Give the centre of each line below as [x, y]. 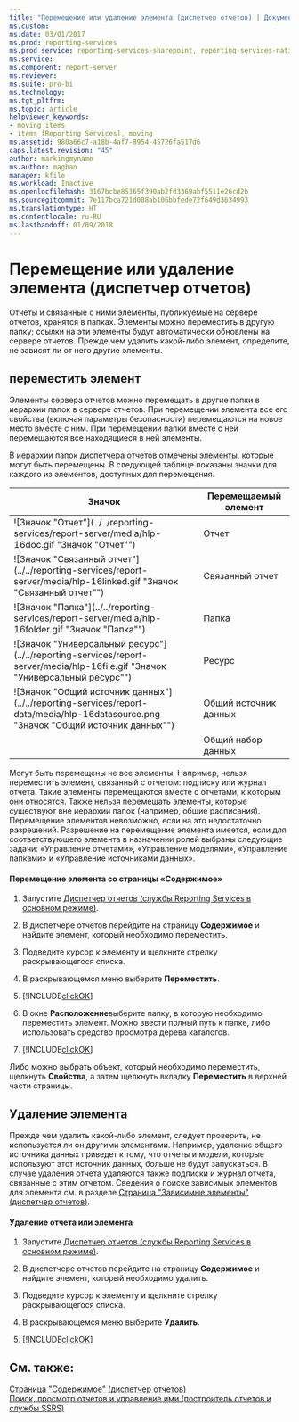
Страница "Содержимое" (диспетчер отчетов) [98, 1389]
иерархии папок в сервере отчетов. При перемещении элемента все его [149, 409]
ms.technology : [37, 92]
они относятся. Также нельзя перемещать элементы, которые [128, 802]
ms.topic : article [43, 109]
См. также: [42, 1367]
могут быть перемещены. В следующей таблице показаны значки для [143, 465]
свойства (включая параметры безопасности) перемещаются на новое [146, 419]
